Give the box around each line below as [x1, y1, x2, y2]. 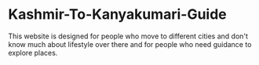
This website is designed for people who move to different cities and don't [8, 31, 249, 41]
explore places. [8, 48, 58, 57]
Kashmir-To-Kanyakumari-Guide [8, 5, 227, 23]
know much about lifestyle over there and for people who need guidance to [8, 39, 252, 49]
